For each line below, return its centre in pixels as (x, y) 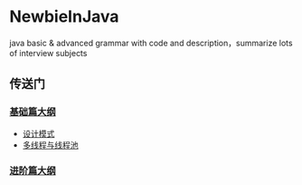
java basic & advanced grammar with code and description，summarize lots (151, 43)
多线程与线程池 (50, 145)
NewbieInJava (64, 17)
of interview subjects (48, 53)
